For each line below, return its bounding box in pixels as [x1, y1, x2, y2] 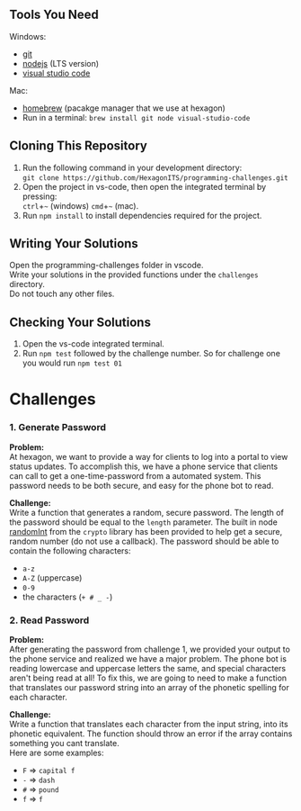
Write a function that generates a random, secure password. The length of [9, 507, 285, 518]
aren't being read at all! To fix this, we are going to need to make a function [9, 672, 288, 683]
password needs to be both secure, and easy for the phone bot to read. [9, 480, 274, 491]
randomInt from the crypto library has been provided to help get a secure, [9, 526, 283, 536]
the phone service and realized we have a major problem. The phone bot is [9, 653, 288, 664]
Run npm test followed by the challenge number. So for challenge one [22, 348, 281, 359]
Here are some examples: [9, 747, 105, 759]
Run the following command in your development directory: [22, 162, 243, 173]
